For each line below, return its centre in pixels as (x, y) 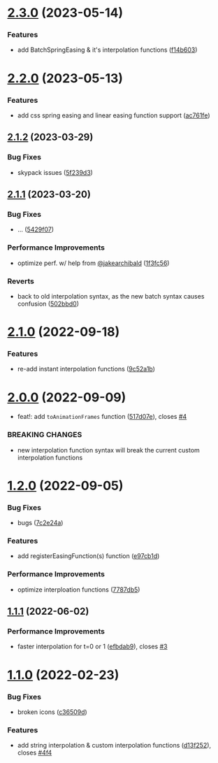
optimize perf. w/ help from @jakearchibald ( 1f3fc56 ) (93, 263)
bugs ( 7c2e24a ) (40, 523)
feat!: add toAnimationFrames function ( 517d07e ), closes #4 (102, 417)
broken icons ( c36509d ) (52, 712)
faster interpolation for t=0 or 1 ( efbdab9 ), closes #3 (92, 647)
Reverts (21, 281)
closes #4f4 (35, 753)
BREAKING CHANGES (45, 435)
